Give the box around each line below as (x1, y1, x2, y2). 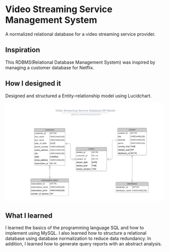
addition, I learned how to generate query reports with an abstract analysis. (5, 240, 162, 246)
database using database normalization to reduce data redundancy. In (5, 235, 151, 241)
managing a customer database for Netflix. (5, 64, 95, 70)
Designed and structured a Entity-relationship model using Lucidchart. (5, 93, 152, 99)
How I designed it (5, 79, 61, 88)
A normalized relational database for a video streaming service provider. (5, 31, 156, 37)
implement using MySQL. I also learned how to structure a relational (5, 230, 147, 236)
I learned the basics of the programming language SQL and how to (5, 224, 144, 231)
